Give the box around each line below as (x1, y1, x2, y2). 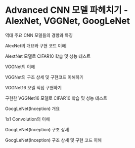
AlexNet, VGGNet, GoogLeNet (5, 15, 130, 27)
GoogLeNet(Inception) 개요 (5, 106, 60, 111)
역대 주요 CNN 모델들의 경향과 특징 (5, 32, 73, 38)
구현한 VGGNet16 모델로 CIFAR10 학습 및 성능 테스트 (5, 95, 107, 101)
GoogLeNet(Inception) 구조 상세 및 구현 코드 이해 (5, 137, 102, 143)
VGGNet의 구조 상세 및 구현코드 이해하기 (5, 74, 84, 80)
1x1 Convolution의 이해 (5, 116, 50, 122)
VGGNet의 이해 (5, 64, 35, 70)
